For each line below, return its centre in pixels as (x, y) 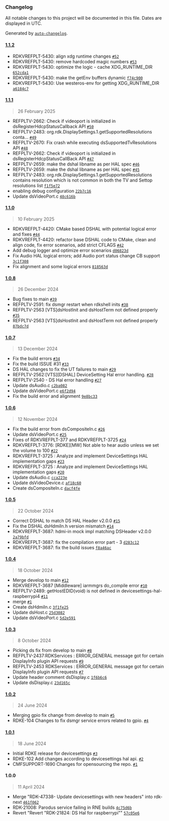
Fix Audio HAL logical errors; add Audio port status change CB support (86, 255)
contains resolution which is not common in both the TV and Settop (82, 180)
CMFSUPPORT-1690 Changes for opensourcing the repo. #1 (75, 764)
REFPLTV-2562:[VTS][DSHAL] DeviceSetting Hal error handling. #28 (83, 375)
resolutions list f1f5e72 (36, 185)
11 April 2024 (31, 787)
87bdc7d (20, 327)
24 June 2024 (32, 705)
